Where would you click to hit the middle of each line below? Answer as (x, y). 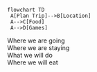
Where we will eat (33, 62)
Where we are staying (38, 48)
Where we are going (36, 40)
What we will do (30, 55)
